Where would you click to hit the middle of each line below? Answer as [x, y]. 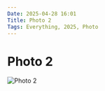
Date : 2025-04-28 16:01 [42, 14]
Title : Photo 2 [29, 20]
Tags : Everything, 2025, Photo [53, 27]
